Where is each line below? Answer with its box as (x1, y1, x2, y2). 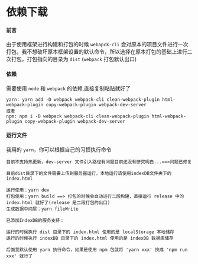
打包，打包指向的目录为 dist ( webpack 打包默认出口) (11, 56, 137, 63)
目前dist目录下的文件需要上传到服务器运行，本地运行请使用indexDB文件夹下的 (6, 170, 172, 176)
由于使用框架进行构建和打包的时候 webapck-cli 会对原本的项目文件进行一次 (6, 41, 189, 48)
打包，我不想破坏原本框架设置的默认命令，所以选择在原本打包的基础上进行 (6, 48, 187, 55)
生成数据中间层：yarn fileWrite (6, 206, 79, 212)
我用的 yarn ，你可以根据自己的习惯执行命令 (6, 146, 112, 153)
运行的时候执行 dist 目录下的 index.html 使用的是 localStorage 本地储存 (6, 229, 175, 235)
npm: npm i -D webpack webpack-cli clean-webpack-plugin (6, 113, 150, 119)
